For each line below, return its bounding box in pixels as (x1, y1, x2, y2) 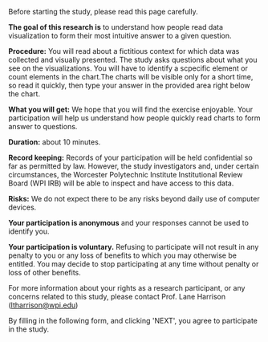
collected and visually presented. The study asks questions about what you (8, 55, 258, 64)
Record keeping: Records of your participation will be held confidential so (8, 153, 253, 162)
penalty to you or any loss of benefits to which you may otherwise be (8, 250, 237, 260)
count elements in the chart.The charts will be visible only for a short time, (8, 72, 254, 81)
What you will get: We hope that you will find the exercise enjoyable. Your (8, 104, 254, 114)
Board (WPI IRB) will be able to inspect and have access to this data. (8, 178, 234, 188)
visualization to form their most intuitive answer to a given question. (8, 31, 232, 40)
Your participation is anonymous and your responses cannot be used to (8, 218, 249, 227)
